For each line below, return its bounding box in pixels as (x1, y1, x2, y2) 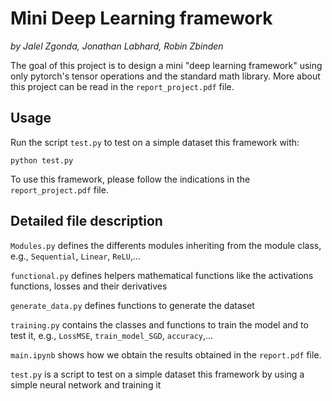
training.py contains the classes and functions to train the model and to (10, 318, 309, 331)
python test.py (10, 155, 74, 166)
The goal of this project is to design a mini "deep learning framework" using (10, 59, 323, 71)
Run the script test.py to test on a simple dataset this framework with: (10, 136, 300, 148)
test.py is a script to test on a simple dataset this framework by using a (10, 368, 305, 380)
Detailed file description (10, 213, 163, 230)
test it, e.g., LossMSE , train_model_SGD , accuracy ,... (10, 329, 214, 341)
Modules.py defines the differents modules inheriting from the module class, (10, 239, 322, 251)
